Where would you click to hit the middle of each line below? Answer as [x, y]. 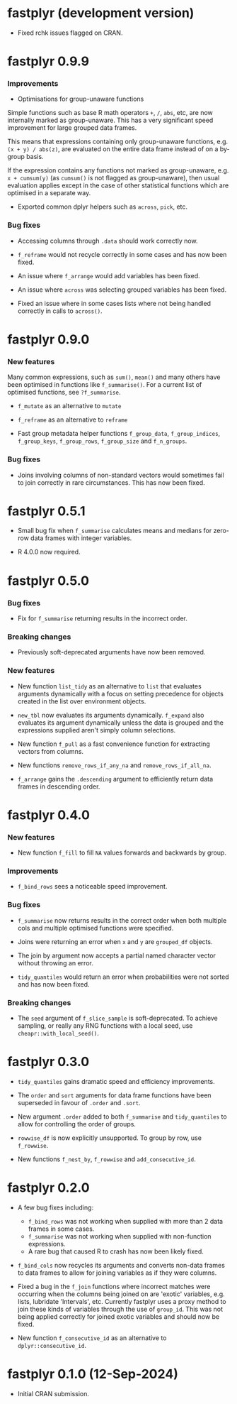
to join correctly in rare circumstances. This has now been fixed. [111, 482]
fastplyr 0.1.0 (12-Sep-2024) [93, 1374]
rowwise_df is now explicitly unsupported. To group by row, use [109, 1138]
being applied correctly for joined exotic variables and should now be [118, 1316]
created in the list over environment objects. [82, 701]
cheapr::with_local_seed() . [58, 1033]
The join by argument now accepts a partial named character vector [116, 955]
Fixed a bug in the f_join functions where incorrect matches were [114, 1286]
